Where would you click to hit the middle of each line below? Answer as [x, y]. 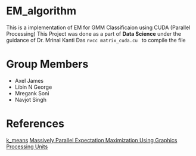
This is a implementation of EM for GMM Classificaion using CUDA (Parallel [98, 27]
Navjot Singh [30, 99]
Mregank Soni [32, 93]
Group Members [47, 64]
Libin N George [33, 87]
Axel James [29, 80]
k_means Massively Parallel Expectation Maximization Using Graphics [92, 140]
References [35, 124]
